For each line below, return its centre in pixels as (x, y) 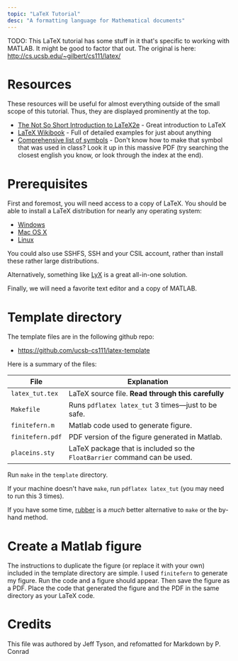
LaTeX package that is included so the (132, 448)
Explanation (148, 382)
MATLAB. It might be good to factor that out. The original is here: (102, 48)
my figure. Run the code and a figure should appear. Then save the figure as (119, 581)
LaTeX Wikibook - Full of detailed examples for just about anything (114, 132)
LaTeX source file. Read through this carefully (146, 394)
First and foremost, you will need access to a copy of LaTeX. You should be (117, 203)
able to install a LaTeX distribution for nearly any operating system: (104, 211)
